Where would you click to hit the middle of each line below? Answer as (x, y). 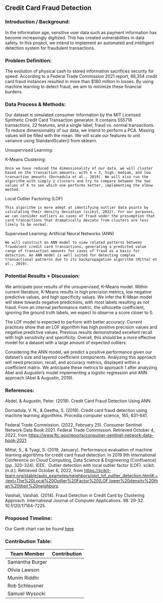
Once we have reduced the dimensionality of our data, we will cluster (79, 169)
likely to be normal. (27, 225)
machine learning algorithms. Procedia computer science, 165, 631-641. (77, 415)
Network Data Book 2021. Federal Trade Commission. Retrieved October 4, (80, 430)
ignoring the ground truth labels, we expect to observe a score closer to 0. (79, 312)
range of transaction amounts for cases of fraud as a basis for (72, 251)
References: (20, 390)
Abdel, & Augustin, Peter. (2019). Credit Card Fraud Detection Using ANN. (78, 401)
